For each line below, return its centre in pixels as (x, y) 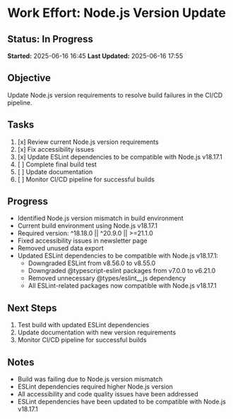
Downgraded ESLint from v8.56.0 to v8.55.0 (92, 263)
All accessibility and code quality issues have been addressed (108, 394)
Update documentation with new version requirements (97, 332)
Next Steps (32, 308)
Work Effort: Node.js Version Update (117, 13)
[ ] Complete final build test (57, 164)
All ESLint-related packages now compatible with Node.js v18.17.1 (122, 286)
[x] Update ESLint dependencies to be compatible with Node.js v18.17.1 (120, 157)
